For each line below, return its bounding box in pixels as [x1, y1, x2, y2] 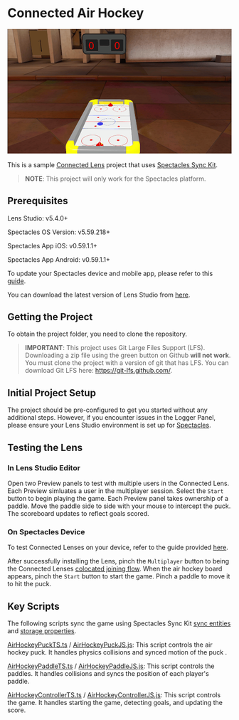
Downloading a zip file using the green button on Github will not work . [24, 351, 231, 360]
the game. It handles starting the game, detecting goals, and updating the [7, 698, 223, 706]
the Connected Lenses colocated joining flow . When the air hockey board [7, 564, 223, 573]
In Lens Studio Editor [7, 462, 80, 472]
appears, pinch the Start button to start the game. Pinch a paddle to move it [7, 572, 230, 581]
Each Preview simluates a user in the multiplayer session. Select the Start [7, 486, 224, 495]
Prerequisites [7, 195, 68, 207]
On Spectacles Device [7, 526, 85, 536]
